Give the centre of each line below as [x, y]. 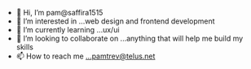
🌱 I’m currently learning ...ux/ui [68, 30]
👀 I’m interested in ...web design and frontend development [115, 21]
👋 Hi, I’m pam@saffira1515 [59, 13]
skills [25, 47]
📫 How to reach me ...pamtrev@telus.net [86, 56]
